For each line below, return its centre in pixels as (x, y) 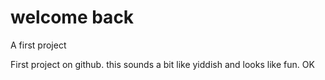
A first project (38, 45)
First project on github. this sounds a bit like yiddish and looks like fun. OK (162, 64)
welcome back (72, 17)
